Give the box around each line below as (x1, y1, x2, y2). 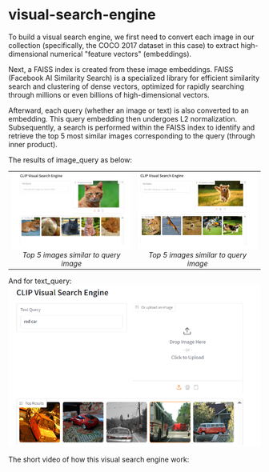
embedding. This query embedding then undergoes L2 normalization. (8, 114, 238, 123)
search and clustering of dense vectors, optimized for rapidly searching (8, 82, 245, 91)
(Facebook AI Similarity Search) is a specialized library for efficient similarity (8, 73, 260, 82)
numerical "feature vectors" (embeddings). (50, 49, 192, 58)
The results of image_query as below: (8, 154, 133, 165)
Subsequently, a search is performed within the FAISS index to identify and (8, 122, 255, 132)
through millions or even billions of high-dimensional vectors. (8, 90, 210, 99)
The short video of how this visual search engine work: (8, 454, 190, 464)
